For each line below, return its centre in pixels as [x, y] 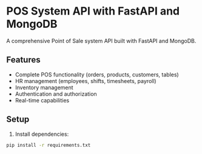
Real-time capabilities [42, 100]
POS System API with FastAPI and [93, 11]
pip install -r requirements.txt [49, 145]
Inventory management [44, 87]
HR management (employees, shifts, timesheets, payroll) [86, 81]
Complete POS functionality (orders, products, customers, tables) [97, 75]
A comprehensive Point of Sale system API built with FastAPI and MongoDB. [101, 41]
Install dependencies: [42, 134]
